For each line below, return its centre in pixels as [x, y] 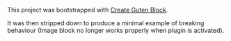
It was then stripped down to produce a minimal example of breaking [106, 23]
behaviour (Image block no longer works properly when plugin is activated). [116, 30]
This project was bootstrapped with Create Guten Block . [88, 10]
